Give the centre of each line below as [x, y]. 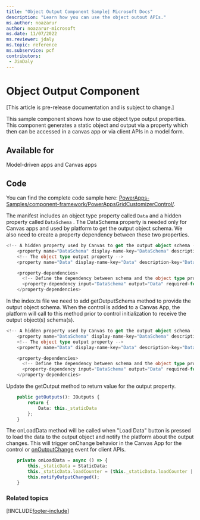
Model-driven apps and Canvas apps [51, 165]
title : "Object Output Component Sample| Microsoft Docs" [79, 12]
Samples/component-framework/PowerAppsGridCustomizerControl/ [90, 204]
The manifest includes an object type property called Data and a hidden [94, 216]
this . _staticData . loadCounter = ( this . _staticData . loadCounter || [112, 472]
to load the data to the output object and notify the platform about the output [100, 437]
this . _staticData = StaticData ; [68, 466]
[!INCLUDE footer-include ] [38, 511]
